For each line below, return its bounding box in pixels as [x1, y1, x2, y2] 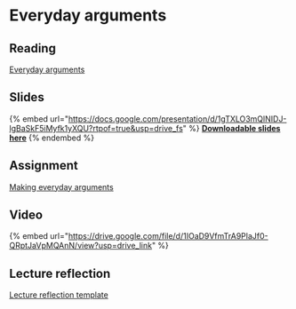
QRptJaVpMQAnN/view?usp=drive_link [9, 241, 153, 251]
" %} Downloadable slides [182, 123, 281, 133]
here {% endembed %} [9, 132, 95, 143]
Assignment [9, 158, 78, 173]
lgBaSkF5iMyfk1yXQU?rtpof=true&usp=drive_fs [9, 123, 184, 133]
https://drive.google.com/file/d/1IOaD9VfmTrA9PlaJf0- [68, 231, 268, 242]
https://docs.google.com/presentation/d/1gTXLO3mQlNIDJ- [68, 113, 287, 124]
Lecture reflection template [9, 289, 108, 300]
